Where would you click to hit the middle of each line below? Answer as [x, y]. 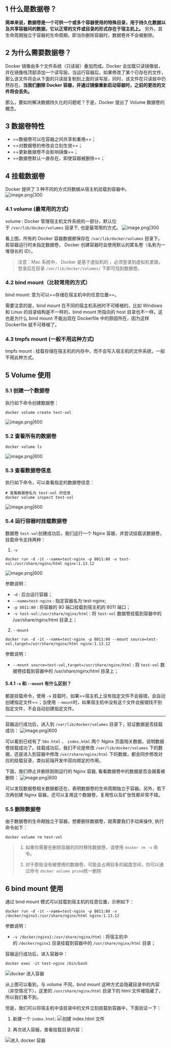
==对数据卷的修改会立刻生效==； [48, 146]
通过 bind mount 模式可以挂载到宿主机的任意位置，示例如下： [70, 902]
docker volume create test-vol [38, 412]
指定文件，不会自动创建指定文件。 [41, 709]
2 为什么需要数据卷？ [38, 53]
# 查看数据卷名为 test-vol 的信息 [38, 493]
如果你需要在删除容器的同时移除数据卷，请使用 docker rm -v [89, 847]
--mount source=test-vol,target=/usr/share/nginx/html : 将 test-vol [86, 664]
